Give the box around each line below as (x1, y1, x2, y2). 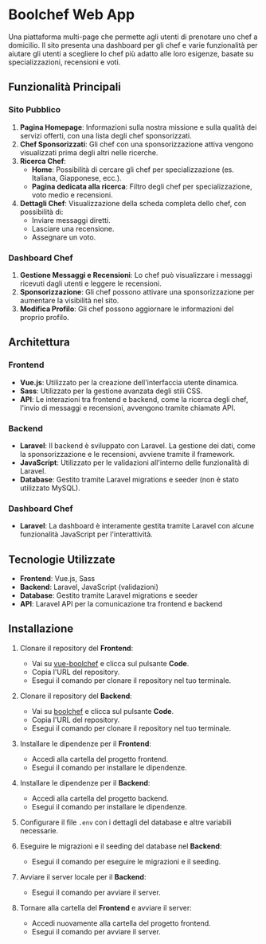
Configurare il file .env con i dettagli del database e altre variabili (19, 817, 233, 827)
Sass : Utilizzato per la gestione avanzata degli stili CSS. (19, 386, 203, 396)
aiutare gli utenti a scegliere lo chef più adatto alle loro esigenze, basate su (8, 49, 254, 58)
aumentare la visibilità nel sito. (19, 295, 119, 305)
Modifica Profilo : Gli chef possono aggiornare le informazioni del (19, 304, 234, 314)
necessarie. (19, 825, 59, 835)
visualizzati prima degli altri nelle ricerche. (19, 147, 158, 157)
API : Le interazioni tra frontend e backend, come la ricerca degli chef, (19, 394, 248, 404)
